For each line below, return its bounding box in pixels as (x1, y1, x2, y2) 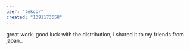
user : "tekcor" (6, 8, 44, 15)
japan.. (6, 37, 23, 44)
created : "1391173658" (6, 14, 63, 20)
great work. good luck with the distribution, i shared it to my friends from (6, 30, 185, 37)
